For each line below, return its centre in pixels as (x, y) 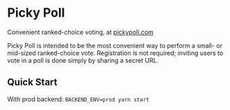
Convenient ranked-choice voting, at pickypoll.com (81, 32)
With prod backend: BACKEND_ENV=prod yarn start (78, 99)
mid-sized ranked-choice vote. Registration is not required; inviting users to (115, 53)
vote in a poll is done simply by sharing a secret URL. (83, 60)
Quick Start (32, 82)
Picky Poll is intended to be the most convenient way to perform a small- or (115, 45)
